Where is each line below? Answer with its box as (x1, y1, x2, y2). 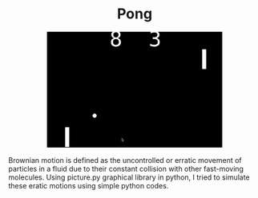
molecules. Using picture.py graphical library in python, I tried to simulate (8, 172, 250, 182)
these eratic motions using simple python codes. (8, 181, 169, 191)
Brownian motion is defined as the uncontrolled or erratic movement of (8, 156, 242, 165)
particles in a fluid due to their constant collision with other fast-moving (8, 164, 244, 174)
